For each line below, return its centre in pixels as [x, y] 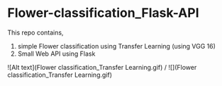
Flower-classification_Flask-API [103, 13]
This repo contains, [35, 32]
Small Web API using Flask [56, 54]
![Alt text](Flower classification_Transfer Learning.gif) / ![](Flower [102, 67]
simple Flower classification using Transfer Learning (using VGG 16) [117, 46]
